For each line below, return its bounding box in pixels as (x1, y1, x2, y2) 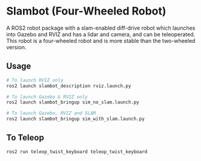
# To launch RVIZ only (6, 77, 64, 83)
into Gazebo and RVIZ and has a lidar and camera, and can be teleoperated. (6, 30, 196, 38)
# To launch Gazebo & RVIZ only (6, 94, 88, 100)
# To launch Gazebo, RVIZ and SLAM (6, 110, 96, 116)
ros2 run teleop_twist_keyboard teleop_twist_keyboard (6, 148, 148, 155)
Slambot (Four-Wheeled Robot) (6, 4, 166, 18)
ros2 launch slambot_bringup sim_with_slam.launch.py (6, 116, 145, 122)
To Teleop (6, 133, 44, 143)
